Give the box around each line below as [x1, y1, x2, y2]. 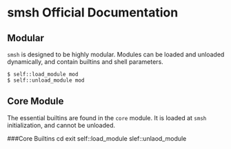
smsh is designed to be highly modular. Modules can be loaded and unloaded [7, 50, 225, 58]
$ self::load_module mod [7, 71, 79, 78]
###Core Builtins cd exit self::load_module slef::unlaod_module [7, 134, 187, 142]
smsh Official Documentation [7, 5, 179, 21]
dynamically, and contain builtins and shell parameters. [7, 58, 163, 66]
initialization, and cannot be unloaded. [7, 121, 116, 129]
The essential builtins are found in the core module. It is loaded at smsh [7, 113, 207, 122]
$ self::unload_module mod [7, 77, 85, 84]
